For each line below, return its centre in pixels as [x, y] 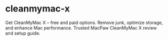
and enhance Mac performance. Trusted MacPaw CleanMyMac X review [81, 27]
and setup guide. [23, 33]
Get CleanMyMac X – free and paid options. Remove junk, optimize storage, [84, 22]
